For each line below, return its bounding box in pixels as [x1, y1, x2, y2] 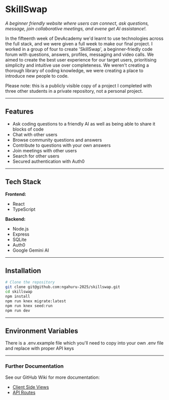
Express [12, 231, 30, 237]
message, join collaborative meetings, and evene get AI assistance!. [5, 25, 147, 31]
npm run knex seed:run [5, 303, 53, 308]
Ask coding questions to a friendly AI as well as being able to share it [12, 121, 155, 127]
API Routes [12, 389, 36, 395]
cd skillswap [5, 289, 33, 295]
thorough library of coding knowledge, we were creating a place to [5, 67, 143, 74]
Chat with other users [12, 131, 58, 137]
